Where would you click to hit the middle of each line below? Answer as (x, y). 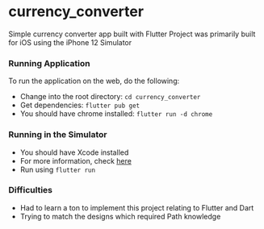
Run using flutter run (57, 169)
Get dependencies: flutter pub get (80, 105)
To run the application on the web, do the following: (94, 81)
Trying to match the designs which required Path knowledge (120, 216)
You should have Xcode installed (74, 152)
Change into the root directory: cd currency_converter (110, 97)
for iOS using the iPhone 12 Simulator (70, 42)
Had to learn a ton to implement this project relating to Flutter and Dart (137, 207)
